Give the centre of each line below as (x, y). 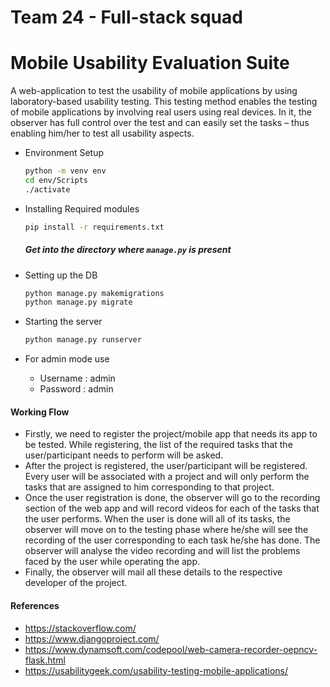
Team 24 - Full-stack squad (126, 17)
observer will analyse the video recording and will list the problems (162, 551)
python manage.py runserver (83, 340)
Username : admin (77, 378)
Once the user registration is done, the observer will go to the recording (172, 498)
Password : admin (76, 389)
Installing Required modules (82, 208)
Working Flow (40, 412)
